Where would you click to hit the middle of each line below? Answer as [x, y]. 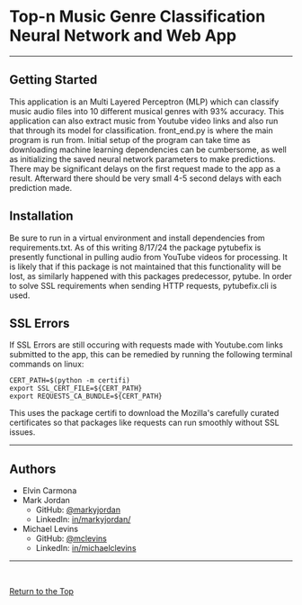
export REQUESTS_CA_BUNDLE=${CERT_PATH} [86, 397]
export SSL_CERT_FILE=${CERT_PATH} [76, 389]
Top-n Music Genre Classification [138, 17]
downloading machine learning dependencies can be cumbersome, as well [148, 149]
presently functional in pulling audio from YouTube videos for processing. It [148, 257]
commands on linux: [47, 364]
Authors [33, 469]
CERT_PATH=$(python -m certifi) [70, 381]
